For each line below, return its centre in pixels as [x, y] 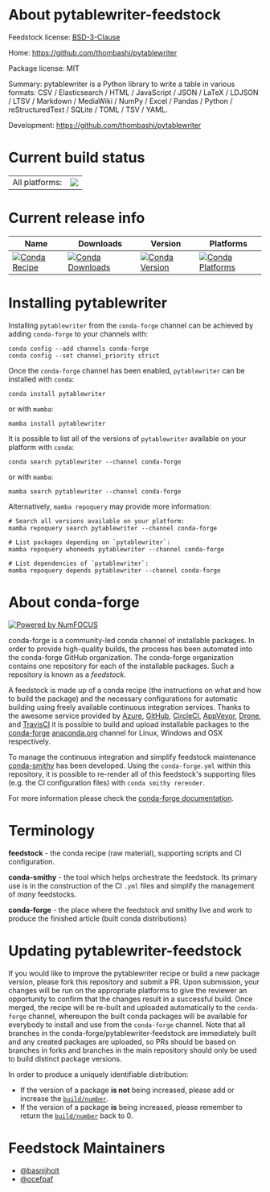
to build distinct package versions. [65, 1058]
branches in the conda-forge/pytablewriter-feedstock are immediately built [133, 1033]
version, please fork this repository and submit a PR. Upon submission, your [134, 982]
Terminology [51, 830]
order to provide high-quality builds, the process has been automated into [131, 649]
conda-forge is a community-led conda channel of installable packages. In [131, 640]
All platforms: [37, 182]
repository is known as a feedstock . [67, 674]
